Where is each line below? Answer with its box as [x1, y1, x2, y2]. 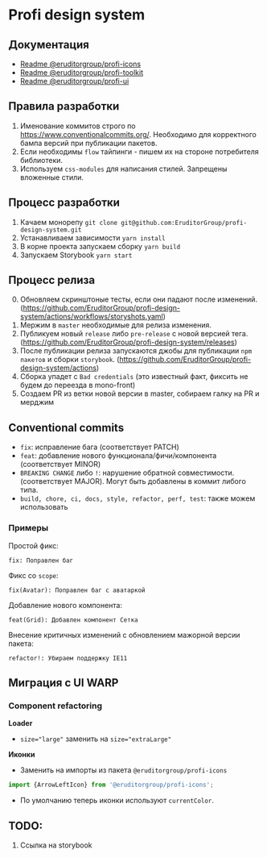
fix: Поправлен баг [8, 556, 74, 564]
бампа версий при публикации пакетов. [19, 138, 158, 148]
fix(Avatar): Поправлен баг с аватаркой [8, 586, 146, 594]
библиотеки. [19, 155, 63, 165]
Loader [8, 718, 33, 728]
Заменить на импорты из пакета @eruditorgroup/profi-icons [19, 765, 228, 775]
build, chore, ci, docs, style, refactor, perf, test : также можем [19, 494, 256, 503]
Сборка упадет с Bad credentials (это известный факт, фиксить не [19, 372, 249, 381]
